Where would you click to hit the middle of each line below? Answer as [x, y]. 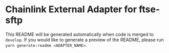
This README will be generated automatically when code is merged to [80, 34]
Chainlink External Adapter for [71, 9]
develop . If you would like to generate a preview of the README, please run [84, 40]
